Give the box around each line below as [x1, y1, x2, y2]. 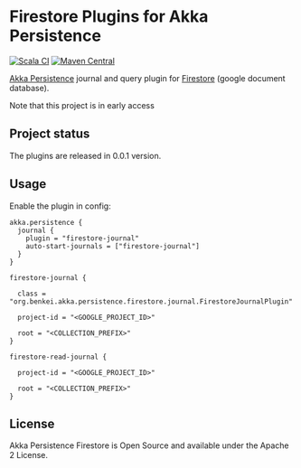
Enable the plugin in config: [9, 201, 111, 211]
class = [17, 289, 47, 298]
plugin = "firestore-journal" [25, 233, 140, 243]
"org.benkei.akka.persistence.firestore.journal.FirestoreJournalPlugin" [9, 296, 294, 306]
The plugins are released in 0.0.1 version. [9, 150, 162, 161]
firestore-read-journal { [9, 352, 107, 361]
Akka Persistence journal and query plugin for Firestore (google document [9, 72, 287, 83]
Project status [9, 126, 90, 142]
